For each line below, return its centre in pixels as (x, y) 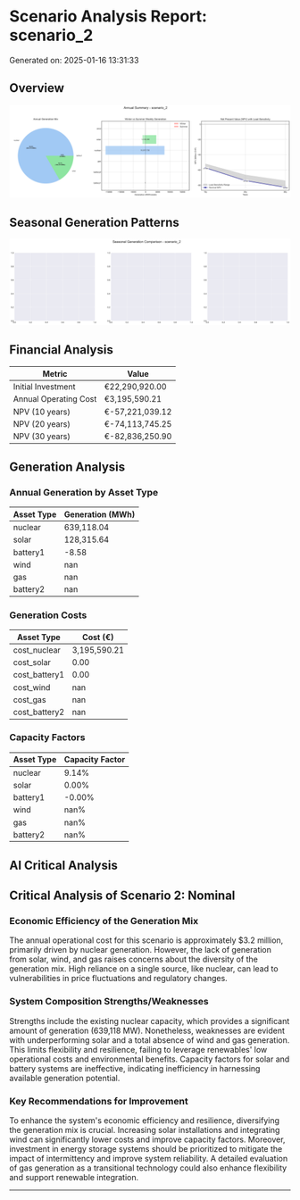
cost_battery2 (39, 712)
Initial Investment (44, 387)
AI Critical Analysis (63, 865)
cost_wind (32, 687)
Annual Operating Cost (55, 399)
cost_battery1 (39, 675)
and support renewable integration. (74, 1178)
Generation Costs (48, 615)
